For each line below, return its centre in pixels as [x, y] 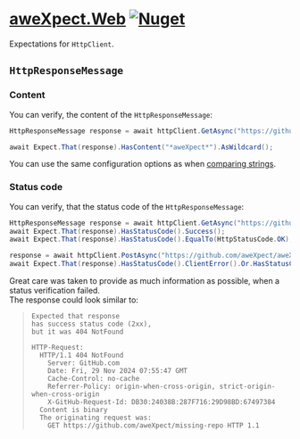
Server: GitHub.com [84, 363]
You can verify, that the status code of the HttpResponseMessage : [127, 206]
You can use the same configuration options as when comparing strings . [143, 164]
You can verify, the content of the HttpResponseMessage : [111, 114]
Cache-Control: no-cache [94, 379]
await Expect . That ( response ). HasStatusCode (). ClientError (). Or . [131, 264]
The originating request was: [96, 418]
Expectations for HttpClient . [62, 44]
